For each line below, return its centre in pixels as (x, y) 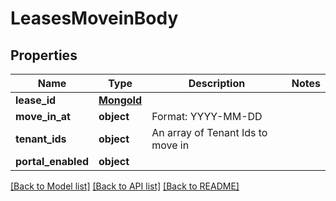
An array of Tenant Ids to (209, 132)
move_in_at (43, 116)
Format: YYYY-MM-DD (207, 116)
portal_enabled (52, 161)
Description (217, 83)
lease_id (36, 100)
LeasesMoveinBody (94, 18)
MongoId (120, 100)
